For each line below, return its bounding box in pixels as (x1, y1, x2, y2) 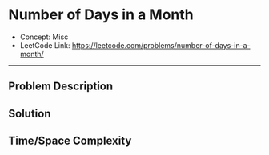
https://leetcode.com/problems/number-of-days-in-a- (71, 40, 251, 50)
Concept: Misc (19, 32, 69, 42)
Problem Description (8, 80, 114, 93)
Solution (8, 106, 51, 121)
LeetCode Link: (19, 40, 70, 50)
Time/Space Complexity (8, 134, 132, 148)
